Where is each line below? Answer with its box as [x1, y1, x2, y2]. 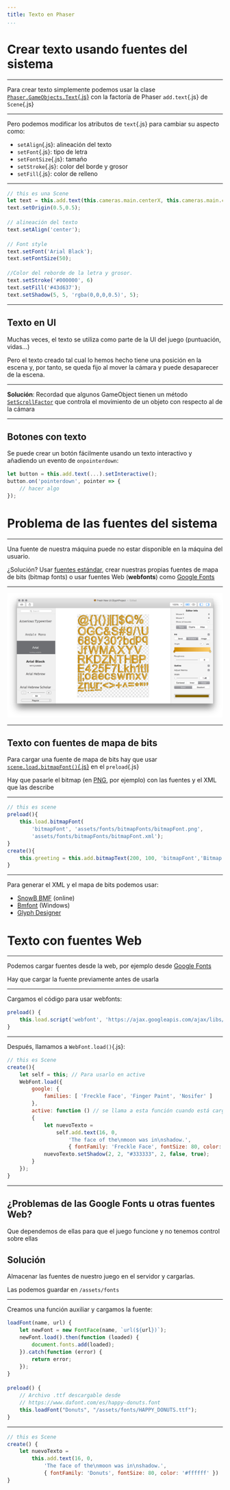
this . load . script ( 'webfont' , [19, 1017, 103, 1024]
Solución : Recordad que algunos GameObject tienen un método [7, 390, 188, 398]
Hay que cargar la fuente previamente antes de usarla [7, 975, 159, 984]
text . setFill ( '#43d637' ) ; [7, 284, 81, 291]
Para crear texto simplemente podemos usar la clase [7, 85, 156, 93]
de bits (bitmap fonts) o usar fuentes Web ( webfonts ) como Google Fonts [7, 572, 215, 580]
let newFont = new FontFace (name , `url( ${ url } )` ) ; [19, 1327, 167, 1334]
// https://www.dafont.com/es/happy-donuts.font [19, 1399, 161, 1406]
